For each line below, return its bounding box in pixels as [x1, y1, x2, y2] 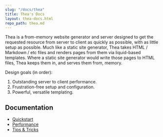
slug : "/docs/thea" [5, 7, 45, 12]
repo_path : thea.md [5, 20, 45, 26]
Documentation [5, 103, 54, 112]
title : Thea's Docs [5, 12, 45, 17]
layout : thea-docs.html [5, 16, 54, 21]
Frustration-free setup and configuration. [12, 84, 95, 90]
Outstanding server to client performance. [12, 79, 97, 85]
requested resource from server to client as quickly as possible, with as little [5, 39, 159, 45]
